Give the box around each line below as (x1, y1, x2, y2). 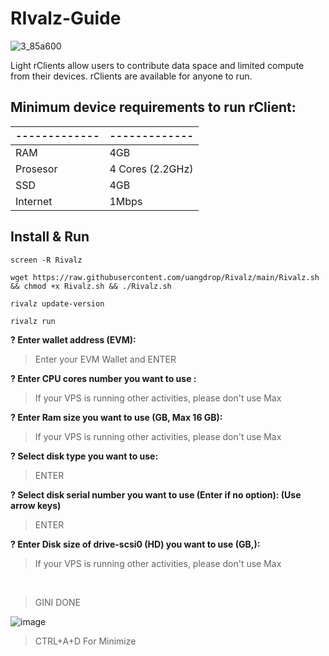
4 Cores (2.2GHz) (109, 162, 194, 176)
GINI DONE (34, 596, 82, 608)
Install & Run (10, 228, 90, 246)
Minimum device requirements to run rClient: (10, 99, 297, 116)
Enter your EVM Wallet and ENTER (34, 353, 177, 365)
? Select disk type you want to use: (10, 450, 159, 462)
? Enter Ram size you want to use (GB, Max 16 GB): (10, 411, 223, 423)
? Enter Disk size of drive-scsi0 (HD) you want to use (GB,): (10, 538, 261, 550)
